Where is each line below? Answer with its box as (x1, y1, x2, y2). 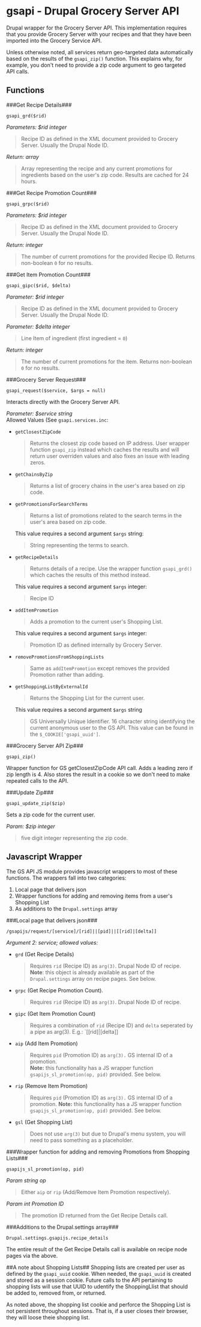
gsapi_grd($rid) (6, 113, 47, 119)
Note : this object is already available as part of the (29, 968, 155, 976)
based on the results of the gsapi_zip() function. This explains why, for (6, 55, 183, 62)
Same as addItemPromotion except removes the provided (29, 664, 170, 672)
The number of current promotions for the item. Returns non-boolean (20, 358, 192, 365)
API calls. (6, 67, 29, 75)
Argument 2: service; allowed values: (6, 939, 98, 946)
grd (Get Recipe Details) (14, 950, 74, 958)
